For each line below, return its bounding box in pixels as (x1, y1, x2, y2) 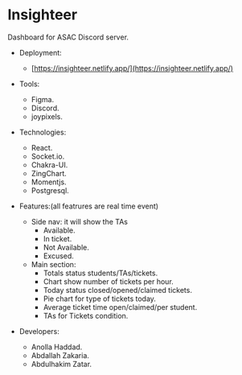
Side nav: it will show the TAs (31, 216, 128, 226)
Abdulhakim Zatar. (31, 359, 92, 369)
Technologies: (18, 127, 67, 137)
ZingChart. (31, 168, 68, 178)
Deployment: (18, 47, 62, 57)
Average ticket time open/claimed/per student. (43, 302, 198, 311)
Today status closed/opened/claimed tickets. (43, 285, 192, 295)
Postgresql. (31, 185, 69, 195)
